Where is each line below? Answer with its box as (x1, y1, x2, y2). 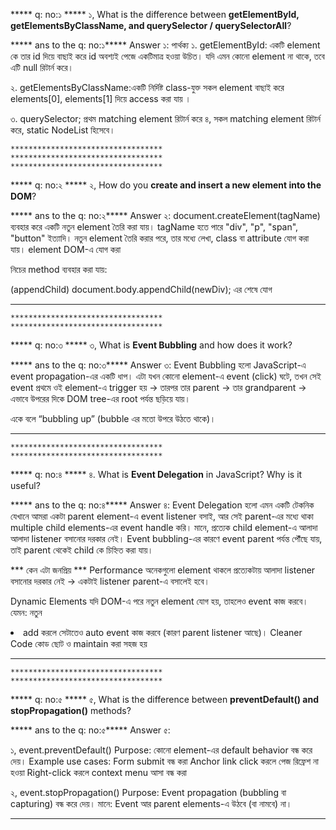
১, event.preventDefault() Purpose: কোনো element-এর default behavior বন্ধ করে (10, 744, 313, 756)
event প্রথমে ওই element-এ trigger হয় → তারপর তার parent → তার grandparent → (10, 382, 307, 393)
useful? (10, 480, 41, 491)
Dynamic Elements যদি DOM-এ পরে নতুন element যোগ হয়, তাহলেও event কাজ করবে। (10, 595, 309, 607)
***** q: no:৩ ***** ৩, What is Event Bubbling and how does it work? (10, 339, 293, 351)
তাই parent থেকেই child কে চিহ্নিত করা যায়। (10, 544, 154, 556)
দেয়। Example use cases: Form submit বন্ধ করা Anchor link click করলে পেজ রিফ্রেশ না (10, 755, 319, 767)
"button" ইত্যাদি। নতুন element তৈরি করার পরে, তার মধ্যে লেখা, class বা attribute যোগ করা (10, 232, 310, 244)
